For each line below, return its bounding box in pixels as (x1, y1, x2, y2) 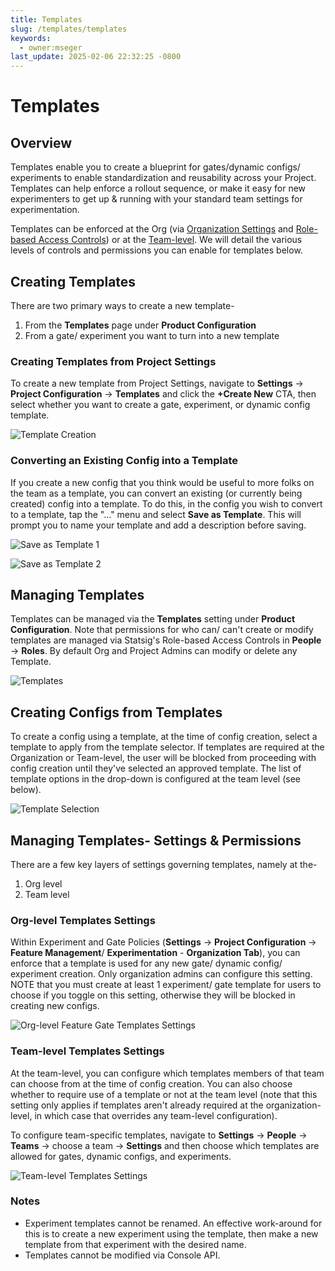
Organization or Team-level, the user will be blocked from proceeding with (10, 752, 317, 764)
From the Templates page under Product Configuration (24, 319, 257, 331)
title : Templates (10, 14, 83, 25)
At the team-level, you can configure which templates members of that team (10, 1067, 325, 1079)
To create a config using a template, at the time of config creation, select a (10, 731, 318, 743)
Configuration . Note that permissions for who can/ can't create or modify (10, 624, 314, 636)
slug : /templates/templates (10, 24, 128, 34)
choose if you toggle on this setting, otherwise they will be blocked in (10, 989, 296, 1001)
